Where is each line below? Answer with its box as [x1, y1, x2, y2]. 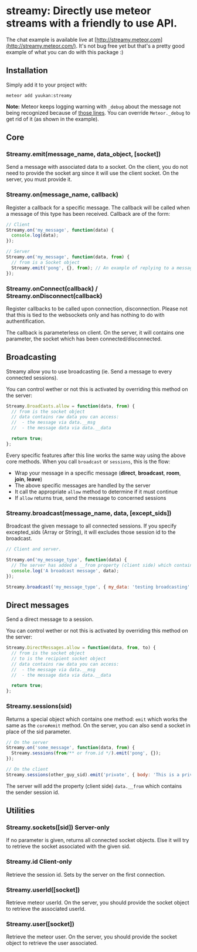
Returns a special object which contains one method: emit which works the [6, 716, 188, 723]
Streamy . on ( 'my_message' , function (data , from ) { [6, 254, 130, 260]
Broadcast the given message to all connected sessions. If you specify [6, 522, 177, 530]
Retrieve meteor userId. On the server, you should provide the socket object [6, 899, 189, 906]
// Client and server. [6, 546, 62, 552]
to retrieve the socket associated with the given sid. [6, 843, 131, 850]
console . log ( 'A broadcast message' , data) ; [11, 567, 119, 574]
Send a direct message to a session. [6, 616, 94, 623]
